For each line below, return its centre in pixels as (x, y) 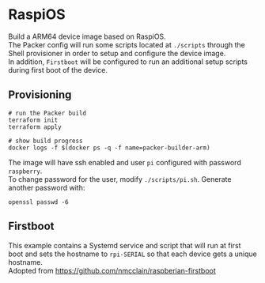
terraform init (33, 120)
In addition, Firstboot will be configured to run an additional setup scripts (128, 62)
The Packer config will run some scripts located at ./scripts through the (127, 44)
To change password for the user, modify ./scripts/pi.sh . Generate (120, 179)
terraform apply (35, 127)
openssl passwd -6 (38, 202)
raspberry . (25, 171)
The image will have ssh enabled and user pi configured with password (125, 162)
